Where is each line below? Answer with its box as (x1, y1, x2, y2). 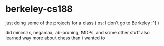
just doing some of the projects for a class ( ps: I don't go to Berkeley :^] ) (5, 20, 159, 26)
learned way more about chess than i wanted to (5, 35, 105, 41)
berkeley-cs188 (5, 3, 73, 15)
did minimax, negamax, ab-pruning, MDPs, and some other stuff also (5, 29, 150, 35)
